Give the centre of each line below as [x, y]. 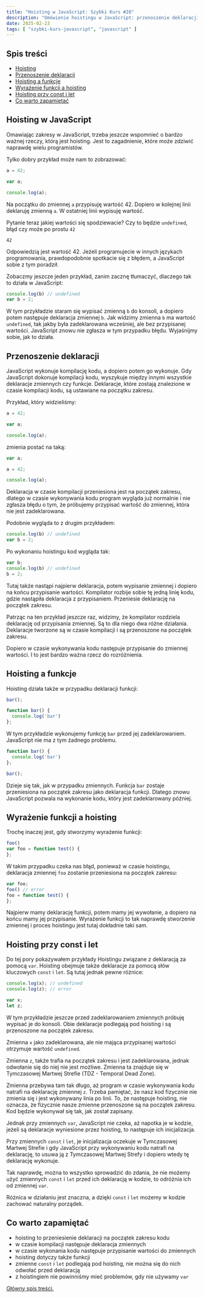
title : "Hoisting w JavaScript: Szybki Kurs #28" [70, 12]
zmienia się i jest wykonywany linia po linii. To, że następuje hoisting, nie [97, 1098]
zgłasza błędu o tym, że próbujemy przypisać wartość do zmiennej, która [98, 505]
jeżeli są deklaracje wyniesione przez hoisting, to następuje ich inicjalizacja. [101, 1129]
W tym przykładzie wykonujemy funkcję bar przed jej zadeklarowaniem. [96, 733]
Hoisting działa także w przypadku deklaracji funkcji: [72, 688]
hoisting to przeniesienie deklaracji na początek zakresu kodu [92, 1238]
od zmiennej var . [27, 1185]
